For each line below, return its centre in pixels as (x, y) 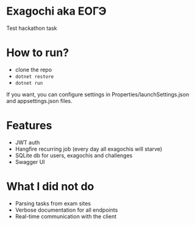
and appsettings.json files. (39, 101)
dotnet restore (34, 77)
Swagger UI (30, 162)
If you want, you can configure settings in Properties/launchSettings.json (98, 94)
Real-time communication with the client (66, 216)
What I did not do (50, 187)
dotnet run (29, 83)
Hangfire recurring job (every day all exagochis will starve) (89, 149)
